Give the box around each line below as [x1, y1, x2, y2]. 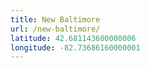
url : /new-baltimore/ [10, 24, 101, 34]
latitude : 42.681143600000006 [10, 33, 137, 43]
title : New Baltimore [10, 14, 101, 25]
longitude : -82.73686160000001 [10, 42, 141, 53]
